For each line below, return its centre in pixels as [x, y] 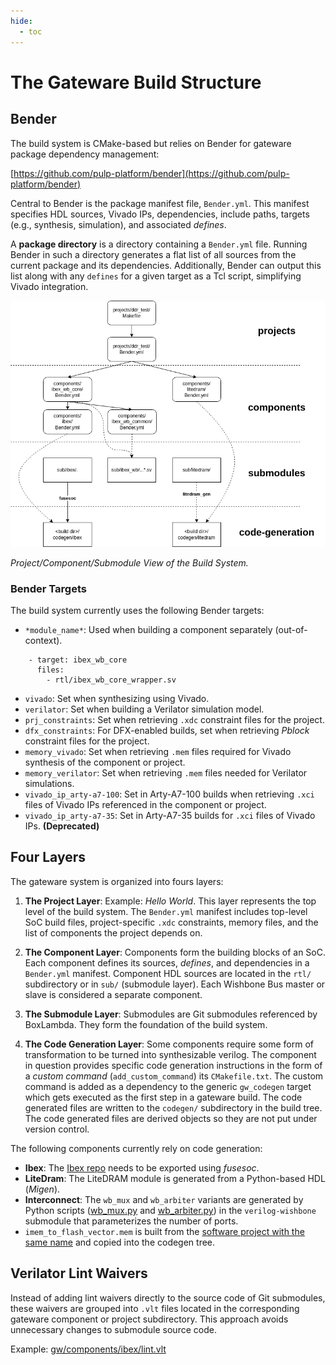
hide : [21, 21]
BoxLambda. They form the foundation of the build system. [146, 1024]
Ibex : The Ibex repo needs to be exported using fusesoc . [142, 1167]
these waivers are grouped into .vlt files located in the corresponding [155, 1308]
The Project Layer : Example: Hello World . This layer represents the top [170, 901]
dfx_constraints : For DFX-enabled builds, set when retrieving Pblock [167, 731]
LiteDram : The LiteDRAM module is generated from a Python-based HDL [175, 1178]
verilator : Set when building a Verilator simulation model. [144, 709]
